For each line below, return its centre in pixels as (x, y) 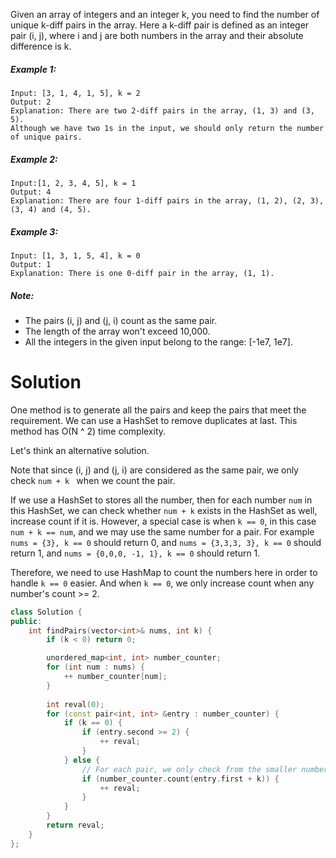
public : (26, 621)
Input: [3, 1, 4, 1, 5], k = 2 (75, 93)
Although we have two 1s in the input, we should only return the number (167, 128)
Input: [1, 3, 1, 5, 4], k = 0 (75, 255)
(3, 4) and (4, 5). (51, 209)
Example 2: (34, 159)
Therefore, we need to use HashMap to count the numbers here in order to (164, 572)
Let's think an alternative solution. (80, 450)
